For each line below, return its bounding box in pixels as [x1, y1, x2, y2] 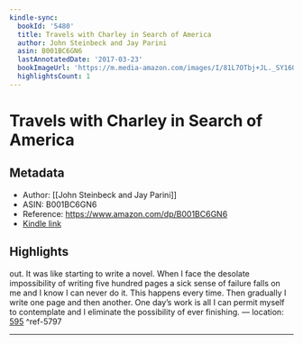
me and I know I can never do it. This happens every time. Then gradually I [9, 287, 287, 298]
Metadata [9, 166, 65, 181]
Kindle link [22, 218, 61, 229]
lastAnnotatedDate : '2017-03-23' [17, 55, 143, 64]
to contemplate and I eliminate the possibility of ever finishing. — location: [9, 306, 284, 317]
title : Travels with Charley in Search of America [17, 30, 212, 39]
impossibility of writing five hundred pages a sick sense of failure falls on [9, 277, 281, 288]
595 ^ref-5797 [9, 316, 62, 327]
